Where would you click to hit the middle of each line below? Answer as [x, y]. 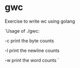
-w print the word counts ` [32, 60]
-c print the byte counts [29, 41]
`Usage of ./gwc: [22, 31]
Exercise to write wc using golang [40, 21]
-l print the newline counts [32, 50]
